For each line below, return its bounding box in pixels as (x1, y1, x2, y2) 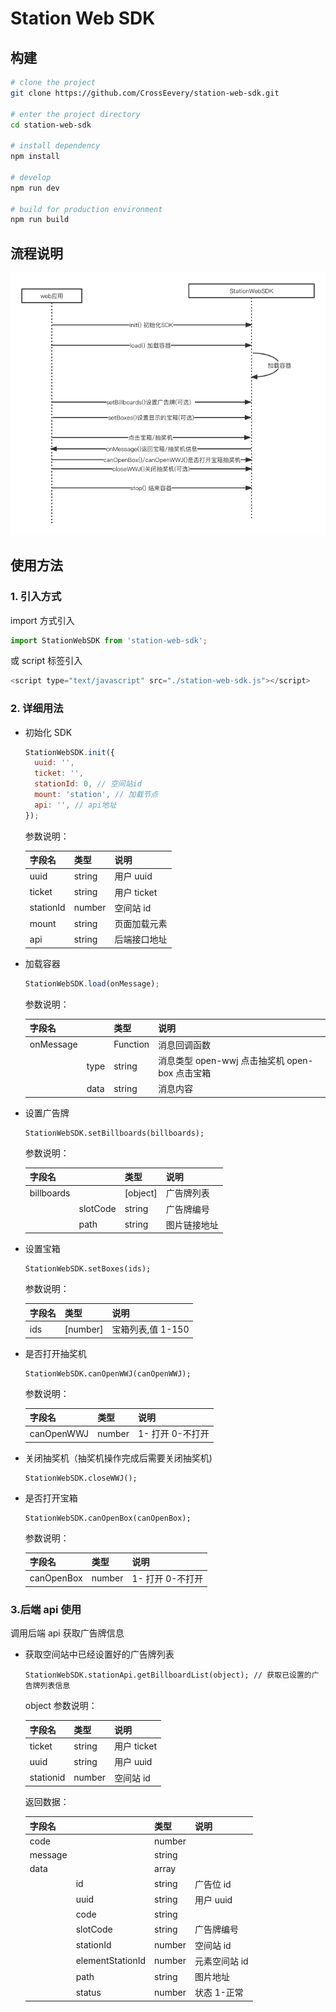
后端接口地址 (114, 933, 168, 946)
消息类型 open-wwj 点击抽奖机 (158, 1054, 285, 1066)
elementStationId (75, 1955, 147, 1967)
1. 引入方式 (10, 590, 62, 604)
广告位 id (194, 1878, 232, 1890)
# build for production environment (10, 204, 163, 214)
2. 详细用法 (10, 702, 64, 716)
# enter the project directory (10, 109, 141, 119)
